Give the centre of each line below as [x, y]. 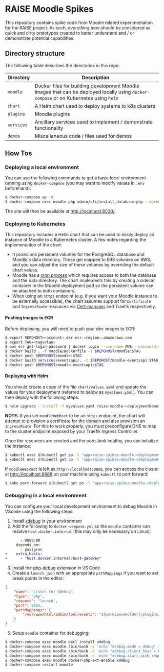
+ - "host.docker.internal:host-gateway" [53, 559]
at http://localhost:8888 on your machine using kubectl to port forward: [77, 474]
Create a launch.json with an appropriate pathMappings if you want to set [85, 573]
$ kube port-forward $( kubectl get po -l [48, 483]
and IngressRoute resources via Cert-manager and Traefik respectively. [84, 307]
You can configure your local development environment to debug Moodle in [81, 506]
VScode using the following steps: [40, 511]
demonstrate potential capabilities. [40, 38]
